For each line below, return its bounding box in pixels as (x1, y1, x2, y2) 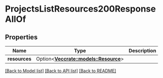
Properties (5, 33, 38, 41)
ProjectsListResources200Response (5, 3, 156, 15)
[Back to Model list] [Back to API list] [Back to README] (5, 68, 116, 74)
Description (128, 47, 157, 54)
